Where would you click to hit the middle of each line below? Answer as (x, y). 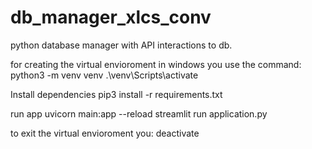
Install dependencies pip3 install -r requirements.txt (116, 94)
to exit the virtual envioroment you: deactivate (105, 133)
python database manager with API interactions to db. (121, 45)
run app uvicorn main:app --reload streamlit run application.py (139, 113)
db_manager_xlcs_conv (111, 17)
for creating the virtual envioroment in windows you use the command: (156, 64)
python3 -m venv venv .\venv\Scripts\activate (104, 75)
